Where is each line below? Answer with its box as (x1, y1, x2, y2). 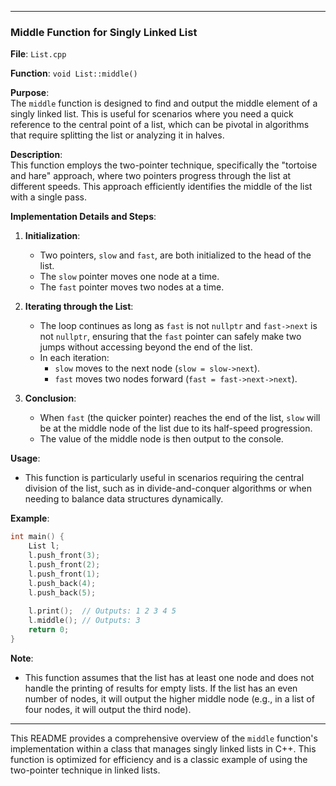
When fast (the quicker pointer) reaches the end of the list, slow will (39, 412, 321, 424)
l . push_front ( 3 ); (28, 551, 101, 561)
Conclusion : (24, 392, 77, 405)
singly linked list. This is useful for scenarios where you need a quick (10, 108, 294, 120)
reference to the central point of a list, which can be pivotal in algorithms (10, 119, 310, 131)
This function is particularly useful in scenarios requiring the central (24, 472, 305, 484)
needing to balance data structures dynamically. (24, 493, 224, 505)
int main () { (10, 532, 65, 542)
